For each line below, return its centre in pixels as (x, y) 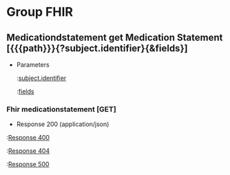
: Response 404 (28, 151)
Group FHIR (40, 12)
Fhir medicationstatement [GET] (61, 109)
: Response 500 (28, 164)
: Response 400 (28, 138)
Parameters (33, 65)
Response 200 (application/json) (63, 124)
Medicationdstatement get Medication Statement (115, 38)
